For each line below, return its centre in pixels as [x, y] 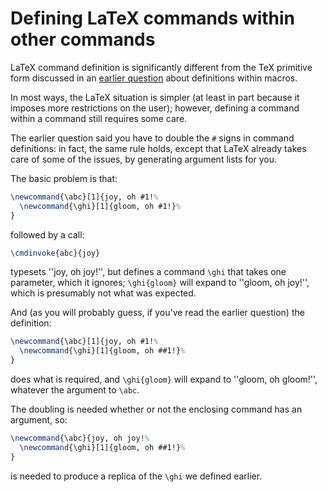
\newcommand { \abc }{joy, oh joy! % [80, 438]
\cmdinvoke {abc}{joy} [55, 253]
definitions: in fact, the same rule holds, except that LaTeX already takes [158, 148]
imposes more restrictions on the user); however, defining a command [155, 108]
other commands [83, 39]
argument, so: [39, 420]
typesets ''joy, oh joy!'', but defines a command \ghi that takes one [148, 272]
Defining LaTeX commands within [152, 18]
